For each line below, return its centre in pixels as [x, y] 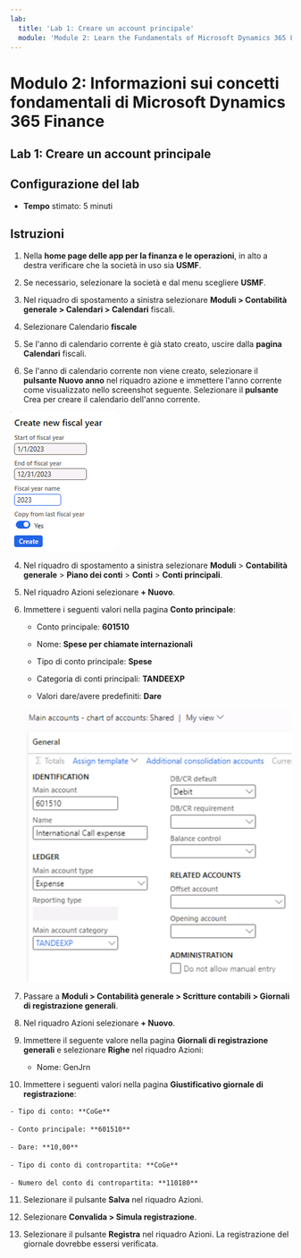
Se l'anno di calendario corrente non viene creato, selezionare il [140, 370]
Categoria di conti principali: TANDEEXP [111, 679]
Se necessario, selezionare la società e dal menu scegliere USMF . [144, 283]
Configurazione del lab [75, 185]
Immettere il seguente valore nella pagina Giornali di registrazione [146, 1041]
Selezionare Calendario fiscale [80, 326]
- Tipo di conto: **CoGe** [60, 1112]
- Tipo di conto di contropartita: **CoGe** [94, 1165]
